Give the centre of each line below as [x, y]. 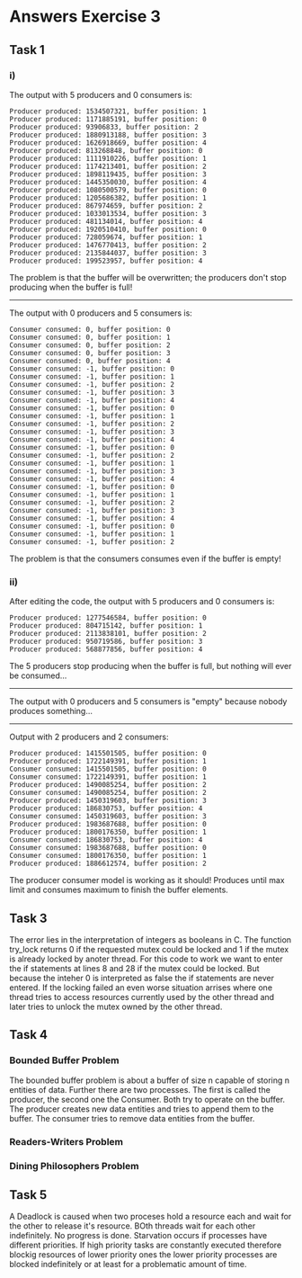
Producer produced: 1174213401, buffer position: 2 [108, 166]
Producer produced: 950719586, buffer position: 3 [106, 642]
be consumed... [38, 675]
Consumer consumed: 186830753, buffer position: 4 [106, 840]
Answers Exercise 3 [85, 17]
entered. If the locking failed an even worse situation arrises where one [141, 988]
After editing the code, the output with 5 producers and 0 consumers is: [142, 602]
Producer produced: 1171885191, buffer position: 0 [108, 119]
